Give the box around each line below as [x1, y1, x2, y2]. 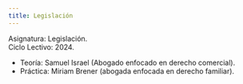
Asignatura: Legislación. [8, 34, 88, 43]
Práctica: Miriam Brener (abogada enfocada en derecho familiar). [19, 66, 234, 76]
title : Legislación [8, 11, 74, 20]
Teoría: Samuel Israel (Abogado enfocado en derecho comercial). [19, 58, 236, 67]
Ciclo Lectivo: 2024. [8, 42, 74, 52]
